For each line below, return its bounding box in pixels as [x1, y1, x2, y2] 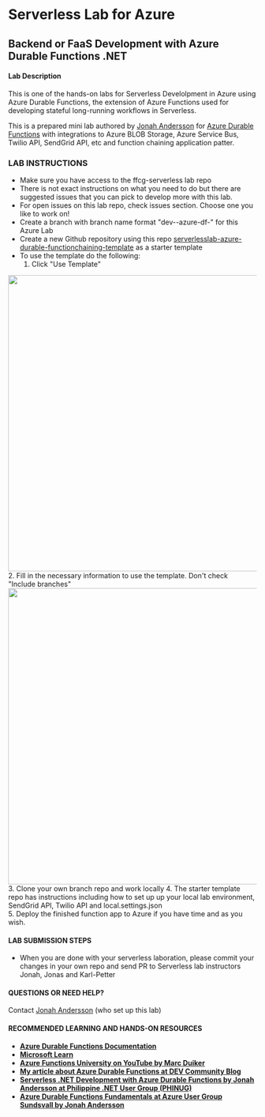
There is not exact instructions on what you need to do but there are [19, 184, 241, 194]
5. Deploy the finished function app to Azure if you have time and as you [8, 909, 243, 919]
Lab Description [8, 71, 62, 81]
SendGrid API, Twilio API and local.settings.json [8, 901, 163, 910]
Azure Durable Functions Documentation [19, 1041, 157, 1051]
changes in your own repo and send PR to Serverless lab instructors [19, 961, 241, 971]
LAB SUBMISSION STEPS [8, 935, 92, 945]
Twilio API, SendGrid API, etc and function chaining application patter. [8, 137, 235, 147]
